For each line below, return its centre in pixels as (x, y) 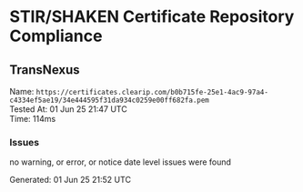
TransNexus (45, 70)
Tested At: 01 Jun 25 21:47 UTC (68, 109)
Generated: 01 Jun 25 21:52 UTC (71, 180)
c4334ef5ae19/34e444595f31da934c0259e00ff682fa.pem (109, 100)
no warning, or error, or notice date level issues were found (121, 162)
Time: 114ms (33, 119)
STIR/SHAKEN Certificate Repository (152, 17)
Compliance (56, 36)
